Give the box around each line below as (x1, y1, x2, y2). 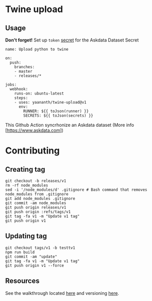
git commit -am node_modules (5, 200, 66, 206)
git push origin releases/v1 (5, 205, 66, 210)
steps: (14, 95, 28, 101)
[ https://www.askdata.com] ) (5, 127, 64, 133)
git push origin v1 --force (5, 263, 64, 268)
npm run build (5, 249, 35, 255)
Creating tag (5, 165, 45, 174)
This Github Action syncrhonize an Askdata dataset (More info (5, 122, 134, 128)
